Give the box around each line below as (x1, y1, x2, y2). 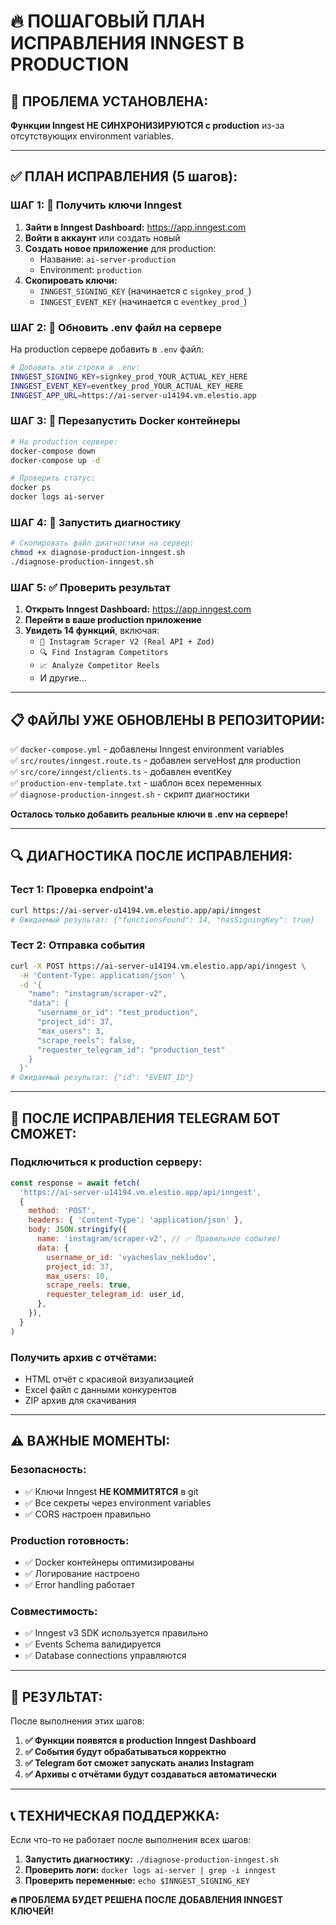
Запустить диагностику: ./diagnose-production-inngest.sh (24, 1853, 279, 1865)
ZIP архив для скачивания (24, 1395, 137, 1407)
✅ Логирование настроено (24, 1568, 140, 1580)
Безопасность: (10, 1463, 87, 1477)
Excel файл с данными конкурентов (24, 1384, 178, 1396)
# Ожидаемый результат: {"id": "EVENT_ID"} (10, 1073, 195, 1083)
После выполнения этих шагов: (10, 1715, 145, 1727)
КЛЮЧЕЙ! (10, 1905, 54, 1917)
